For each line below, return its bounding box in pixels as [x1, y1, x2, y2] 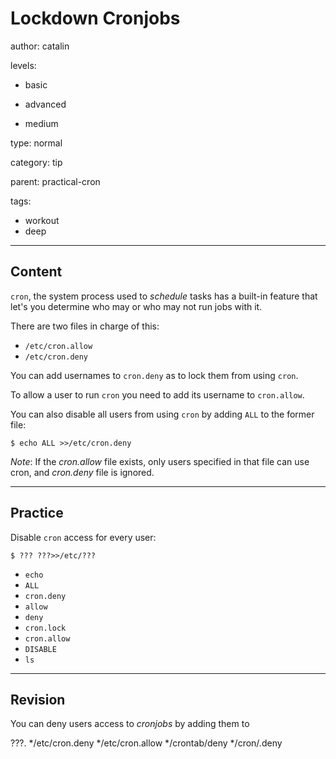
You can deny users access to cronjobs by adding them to [10, 718, 250, 730]
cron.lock [24, 623, 67, 633]
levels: [10, 59, 37, 71]
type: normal [10, 137, 63, 149]
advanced [24, 98, 67, 110]
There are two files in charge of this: [10, 320, 160, 332]
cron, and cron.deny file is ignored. [10, 466, 155, 478]
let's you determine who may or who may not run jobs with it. [10, 300, 263, 312]
